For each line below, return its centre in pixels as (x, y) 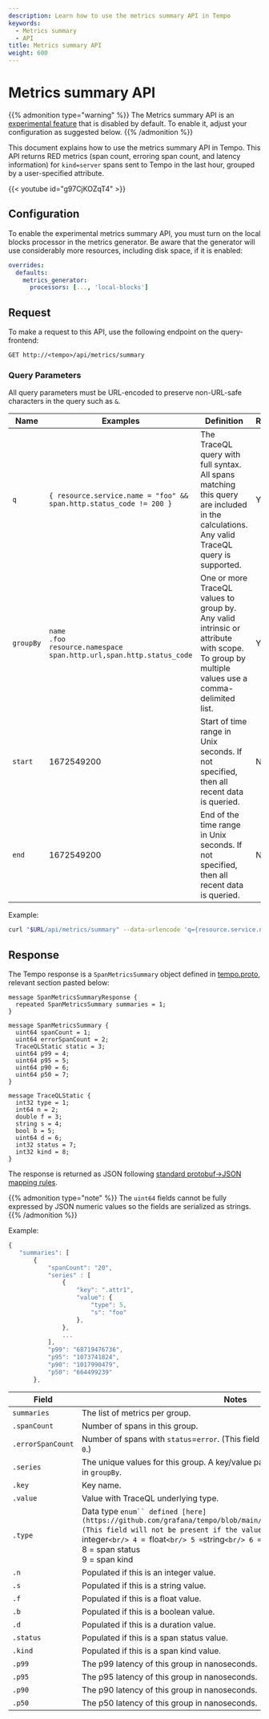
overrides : (26, 265)
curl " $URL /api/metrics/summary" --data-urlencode (94, 930)
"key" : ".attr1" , (105, 1290)
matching (218, 485)
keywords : (25, 23)
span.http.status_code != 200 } (110, 504)
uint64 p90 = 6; (42, 1068)
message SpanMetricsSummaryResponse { (73, 998)
